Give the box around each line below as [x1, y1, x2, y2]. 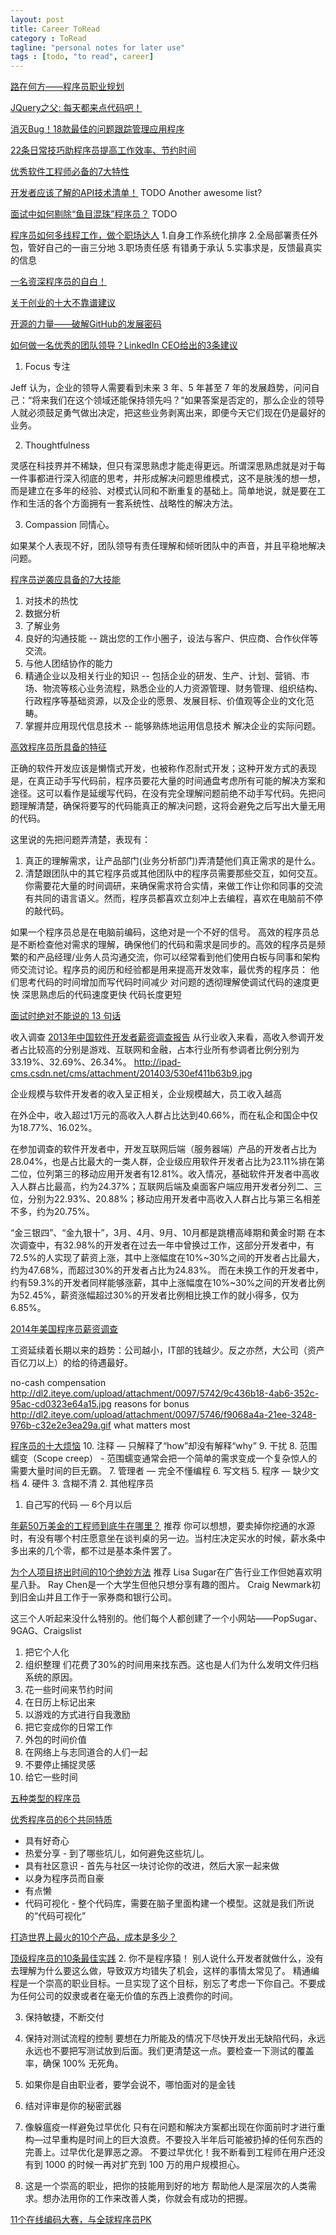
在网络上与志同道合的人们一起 [24, 1746, 148, 1758]
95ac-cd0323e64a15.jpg [10, 1398, 112, 1410]
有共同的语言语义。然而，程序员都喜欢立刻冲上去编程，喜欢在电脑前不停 [24, 892, 323, 905]
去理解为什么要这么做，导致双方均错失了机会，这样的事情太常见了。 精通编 [10, 1965, 320, 1977]
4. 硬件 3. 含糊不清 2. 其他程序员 [21, 1477, 155, 1490]
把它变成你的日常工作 [24, 1721, 113, 1733]
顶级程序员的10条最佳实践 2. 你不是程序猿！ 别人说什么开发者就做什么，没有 [10, 1952, 324, 1965]
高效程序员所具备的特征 [10, 741, 107, 753]
